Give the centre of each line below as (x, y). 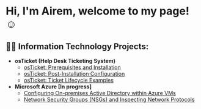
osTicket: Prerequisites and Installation (72, 67)
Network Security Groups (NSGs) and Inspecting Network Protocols (109, 99)
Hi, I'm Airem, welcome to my (81, 11)
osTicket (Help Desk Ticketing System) (65, 61)
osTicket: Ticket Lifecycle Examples (69, 80)
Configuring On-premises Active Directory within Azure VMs (100, 93)
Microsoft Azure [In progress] (53, 87)
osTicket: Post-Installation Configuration (74, 74)
